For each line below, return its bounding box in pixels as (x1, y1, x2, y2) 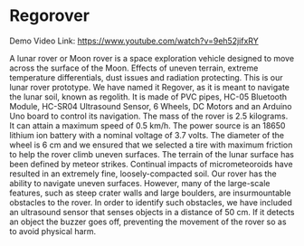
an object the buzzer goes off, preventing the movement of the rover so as (9, 216, 287, 227)
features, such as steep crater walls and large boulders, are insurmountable (9, 187, 291, 198)
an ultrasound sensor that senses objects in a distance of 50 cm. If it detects (9, 206, 295, 217)
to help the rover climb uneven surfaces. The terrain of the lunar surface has (9, 148, 294, 159)
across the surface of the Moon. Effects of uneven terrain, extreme (9, 62, 259, 73)
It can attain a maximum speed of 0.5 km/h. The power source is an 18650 (9, 119, 286, 131)
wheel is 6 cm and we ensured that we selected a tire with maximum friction (9, 139, 293, 150)
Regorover (9, 5, 90, 26)
